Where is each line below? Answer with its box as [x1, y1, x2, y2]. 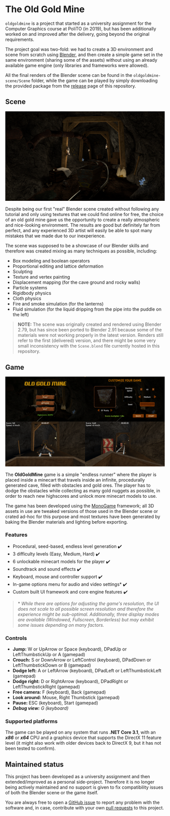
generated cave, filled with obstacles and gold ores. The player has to [5, 482, 151, 488]
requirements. [5, 36, 34, 42]
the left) [12, 312, 29, 318]
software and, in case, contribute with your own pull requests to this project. [5, 805, 164, 811]
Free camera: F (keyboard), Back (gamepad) [12, 689, 106, 695]
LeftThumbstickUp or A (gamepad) [12, 652, 86, 658]
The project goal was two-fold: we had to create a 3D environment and [5, 46, 153, 52]
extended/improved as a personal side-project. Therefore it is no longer [5, 779, 155, 785]
